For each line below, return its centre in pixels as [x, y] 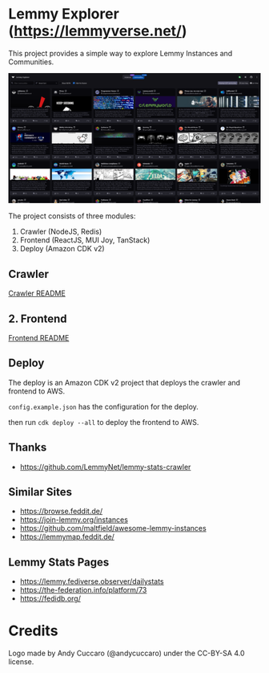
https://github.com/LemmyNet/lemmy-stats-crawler [105, 467]
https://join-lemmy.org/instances [74, 520]
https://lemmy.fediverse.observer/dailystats [92, 581]
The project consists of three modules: [72, 216]
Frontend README [39, 337]
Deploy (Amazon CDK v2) [62, 249]
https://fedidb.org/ [50, 598]
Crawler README [37, 293]
